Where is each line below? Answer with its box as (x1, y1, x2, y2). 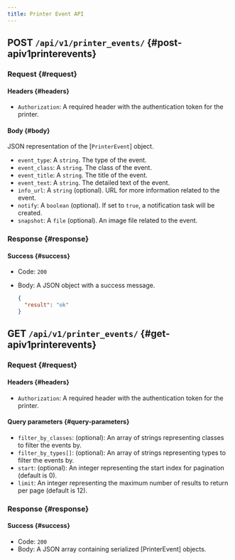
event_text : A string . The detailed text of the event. (17, 178, 170, 187)
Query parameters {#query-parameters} (7, 417, 130, 426)
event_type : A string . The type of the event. (17, 156, 147, 164)
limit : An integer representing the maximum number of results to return (17, 478, 229, 487)
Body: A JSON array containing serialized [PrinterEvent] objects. (17, 544, 207, 553)
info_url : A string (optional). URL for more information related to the (17, 186, 220, 195)
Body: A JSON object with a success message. (17, 281, 155, 290)
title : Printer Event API (7, 10, 84, 18)
